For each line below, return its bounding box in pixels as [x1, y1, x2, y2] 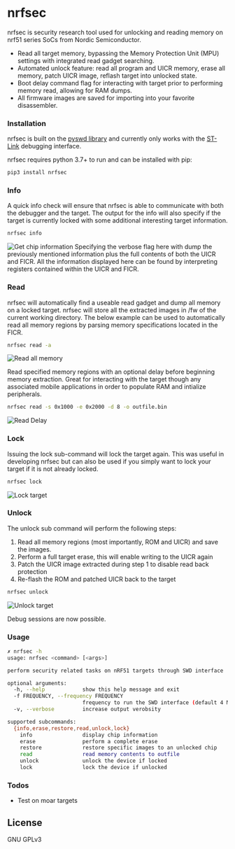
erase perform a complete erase [20, 738, 158, 745]
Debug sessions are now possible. [7, 615, 106, 623]
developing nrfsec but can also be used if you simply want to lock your [7, 457, 211, 465]
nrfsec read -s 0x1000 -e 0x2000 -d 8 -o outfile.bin [7, 404, 168, 411]
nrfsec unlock [7, 588, 49, 596]
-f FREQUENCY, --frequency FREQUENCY [13, 693, 124, 700]
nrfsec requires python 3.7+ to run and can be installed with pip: [7, 155, 192, 164]
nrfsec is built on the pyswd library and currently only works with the [7, 134, 206, 143]
